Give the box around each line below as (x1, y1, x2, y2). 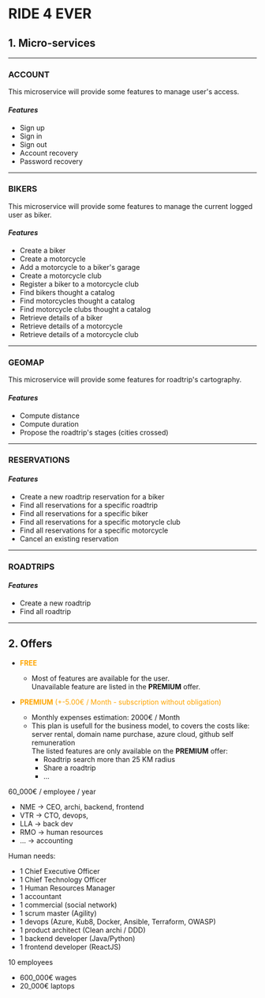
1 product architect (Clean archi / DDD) (19, 925, 146, 935)
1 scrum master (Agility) (19, 908, 97, 918)
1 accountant (19, 891, 62, 901)
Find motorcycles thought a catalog (19, 296, 136, 305)
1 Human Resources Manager (19, 883, 116, 893)
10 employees (8, 957, 54, 966)
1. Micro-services (8, 36, 96, 50)
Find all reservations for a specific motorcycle (19, 526, 169, 535)
